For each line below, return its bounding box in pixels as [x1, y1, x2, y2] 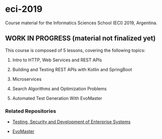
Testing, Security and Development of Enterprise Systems [12, 119, 131, 125]
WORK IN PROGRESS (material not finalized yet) [5, 34, 156, 43]
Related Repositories [5, 107, 56, 114]
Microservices [12, 76, 42, 82]
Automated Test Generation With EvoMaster [12, 95, 103, 101]
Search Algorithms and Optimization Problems [12, 86, 107, 92]
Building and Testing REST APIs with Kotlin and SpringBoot [12, 66, 132, 72]
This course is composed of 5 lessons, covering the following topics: [5, 47, 146, 53]
